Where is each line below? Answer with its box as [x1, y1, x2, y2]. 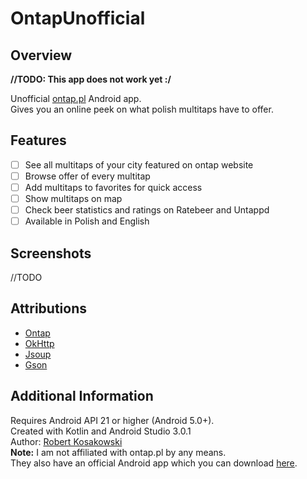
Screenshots [10, 245, 92, 262]
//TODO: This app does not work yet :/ [10, 73, 172, 85]
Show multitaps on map [24, 193, 123, 204]
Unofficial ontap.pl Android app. [10, 93, 142, 104]
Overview [10, 47, 73, 64]
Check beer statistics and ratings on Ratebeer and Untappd [24, 204, 270, 216]
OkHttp [24, 337, 55, 349]
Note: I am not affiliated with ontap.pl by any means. [10, 446, 227, 458]
